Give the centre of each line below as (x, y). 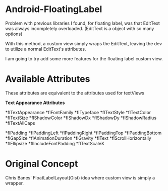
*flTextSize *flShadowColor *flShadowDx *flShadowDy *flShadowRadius (81, 118)
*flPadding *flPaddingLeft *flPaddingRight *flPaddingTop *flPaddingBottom (83, 133)
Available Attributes (48, 79)
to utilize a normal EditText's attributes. (46, 49)
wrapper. (15, 183)
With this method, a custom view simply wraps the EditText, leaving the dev (84, 43)
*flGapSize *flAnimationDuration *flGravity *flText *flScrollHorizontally (78, 138)
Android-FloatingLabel (54, 9)
